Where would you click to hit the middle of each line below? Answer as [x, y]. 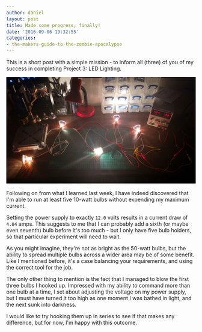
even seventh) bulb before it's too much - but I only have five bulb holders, [99, 230]
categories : [21, 38]
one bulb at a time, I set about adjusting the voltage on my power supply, [96, 292]
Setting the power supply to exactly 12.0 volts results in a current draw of [97, 217]
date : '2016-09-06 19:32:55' [43, 32]
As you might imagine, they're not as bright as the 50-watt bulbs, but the [96, 248]
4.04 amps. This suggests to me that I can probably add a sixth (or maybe [97, 224]
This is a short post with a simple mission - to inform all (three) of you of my [100, 62]
